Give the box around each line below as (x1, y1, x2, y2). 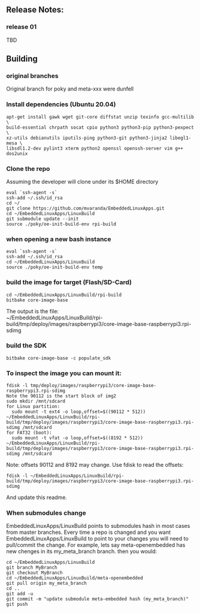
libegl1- (169, 135, 192, 141)
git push (6, 602, 28, 608)
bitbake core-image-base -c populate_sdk (6, 355, 111, 361)
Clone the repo (6, 164, 50, 173)
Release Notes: (6, 5, 64, 15)
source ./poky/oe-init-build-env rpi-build (6, 221, 117, 227)
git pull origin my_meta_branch (6, 581, 87, 587)
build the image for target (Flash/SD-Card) (6, 278, 132, 286)
